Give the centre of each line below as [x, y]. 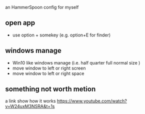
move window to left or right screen [49, 68]
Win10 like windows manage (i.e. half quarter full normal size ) [76, 62]
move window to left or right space [48, 73]
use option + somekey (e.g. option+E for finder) [61, 35]
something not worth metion [50, 89]
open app [20, 23]
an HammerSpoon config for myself [42, 7]
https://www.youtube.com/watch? [92, 101]
